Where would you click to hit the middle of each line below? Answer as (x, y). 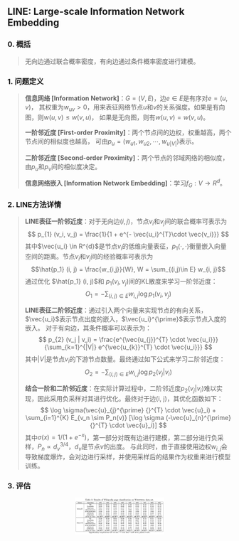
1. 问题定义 (26, 81)
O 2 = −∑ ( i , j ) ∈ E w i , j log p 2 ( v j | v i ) (128, 373)
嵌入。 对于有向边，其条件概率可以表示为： (88, 328)
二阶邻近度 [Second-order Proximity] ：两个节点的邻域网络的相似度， (127, 157)
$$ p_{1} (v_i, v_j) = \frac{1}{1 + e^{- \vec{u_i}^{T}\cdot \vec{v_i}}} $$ (128, 234)
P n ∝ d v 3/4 (53, 446)
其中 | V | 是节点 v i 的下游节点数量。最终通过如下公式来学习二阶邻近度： (125, 360)
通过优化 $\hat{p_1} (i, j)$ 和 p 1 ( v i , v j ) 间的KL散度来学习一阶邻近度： (121, 282)
